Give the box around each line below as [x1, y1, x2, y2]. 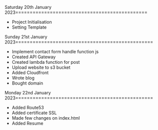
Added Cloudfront [11, 70, 49, 76]
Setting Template [11, 24, 47, 30]
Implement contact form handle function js [11, 49, 99, 54]
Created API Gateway [11, 54, 56, 60]
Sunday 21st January [4, 34, 48, 40]
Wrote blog [11, 75, 35, 81]
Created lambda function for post [11, 59, 80, 65]
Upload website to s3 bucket [11, 64, 71, 70]
